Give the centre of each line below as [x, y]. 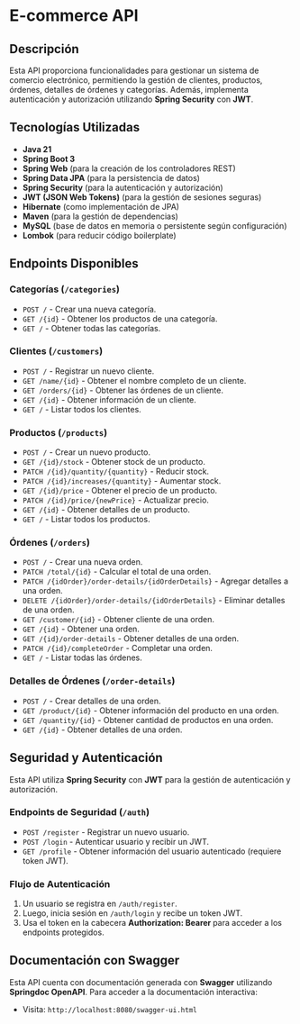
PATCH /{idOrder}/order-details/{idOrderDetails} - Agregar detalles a [155, 581]
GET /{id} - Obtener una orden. [81, 629]
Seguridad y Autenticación [86, 758]
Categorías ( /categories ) [64, 289]
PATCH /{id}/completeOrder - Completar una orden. [118, 648]
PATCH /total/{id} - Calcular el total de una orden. [117, 572]
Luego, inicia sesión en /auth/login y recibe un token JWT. [132, 913]
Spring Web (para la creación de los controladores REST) [129, 168]
